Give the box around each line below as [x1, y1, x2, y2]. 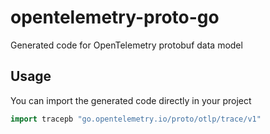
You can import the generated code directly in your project [10, 94, 252, 106]
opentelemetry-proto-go [10, 6, 220, 29]
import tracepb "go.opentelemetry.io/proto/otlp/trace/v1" [10, 114, 262, 124]
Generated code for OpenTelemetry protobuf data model [10, 39, 243, 51]
